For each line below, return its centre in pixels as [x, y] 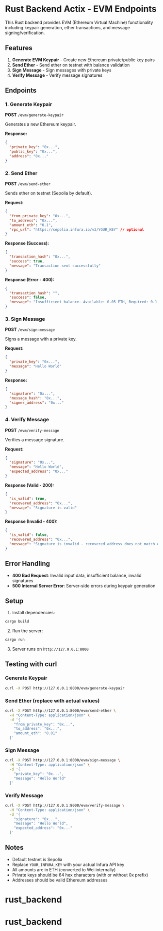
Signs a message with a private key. [41, 339]
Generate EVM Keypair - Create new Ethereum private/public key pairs [83, 60]
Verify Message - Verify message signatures [57, 75]
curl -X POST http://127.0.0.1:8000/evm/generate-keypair [65, 688]
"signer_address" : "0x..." [37, 403]
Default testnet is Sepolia [37, 859]
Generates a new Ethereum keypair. [41, 124]
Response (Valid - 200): [30, 485]
